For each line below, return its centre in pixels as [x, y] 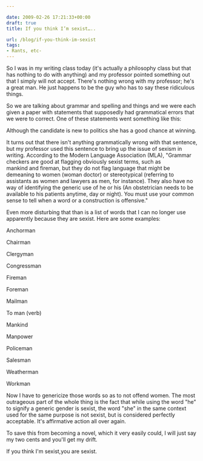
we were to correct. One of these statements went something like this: [94, 119]
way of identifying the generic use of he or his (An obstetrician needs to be [100, 187]
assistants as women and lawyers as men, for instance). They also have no [100, 181]
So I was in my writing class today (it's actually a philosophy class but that [99, 68]
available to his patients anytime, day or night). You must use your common [100, 194]
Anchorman [21, 230]
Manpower [20, 336]
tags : [13, 45]
